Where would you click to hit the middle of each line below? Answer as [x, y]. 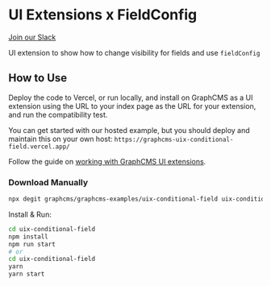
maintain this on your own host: [60, 139]
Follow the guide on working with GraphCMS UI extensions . [107, 161]
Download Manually [48, 182]
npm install [28, 236]
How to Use [38, 78]
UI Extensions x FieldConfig [103, 15]
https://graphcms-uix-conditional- [174, 139]
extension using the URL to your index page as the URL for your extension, [132, 106]
